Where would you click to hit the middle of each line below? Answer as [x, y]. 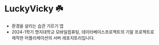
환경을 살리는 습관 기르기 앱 [38, 26]
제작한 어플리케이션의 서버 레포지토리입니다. [53, 38]
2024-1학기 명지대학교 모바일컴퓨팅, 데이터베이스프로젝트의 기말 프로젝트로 [83, 32]
